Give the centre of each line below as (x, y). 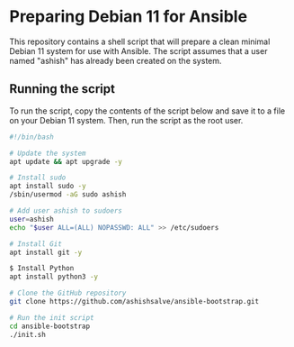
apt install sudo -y (48, 187)
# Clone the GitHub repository (68, 293)
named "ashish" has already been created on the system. (116, 60)
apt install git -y (46, 252)
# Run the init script (52, 317)
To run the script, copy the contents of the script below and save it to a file (147, 111)
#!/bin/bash (31, 137)
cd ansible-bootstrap (50, 326)
